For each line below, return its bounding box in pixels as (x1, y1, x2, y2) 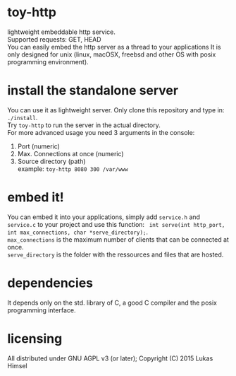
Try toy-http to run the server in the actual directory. (7, 121, 161, 129)
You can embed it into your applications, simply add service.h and (7, 213, 201, 221)
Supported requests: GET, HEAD (7, 35, 101, 43)
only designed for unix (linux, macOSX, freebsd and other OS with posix (7, 50, 216, 59)
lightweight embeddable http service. (7, 28, 116, 36)
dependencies (7, 275, 94, 290)
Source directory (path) (17, 157, 86, 165)
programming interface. (7, 305, 76, 315)
